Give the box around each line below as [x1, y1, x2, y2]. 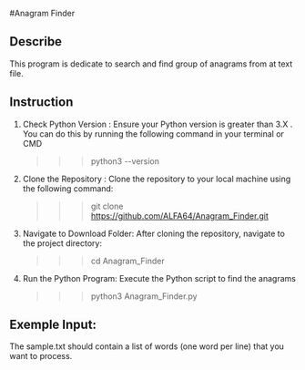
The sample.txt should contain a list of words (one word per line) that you [9, 341, 285, 352]
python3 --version [90, 155, 160, 167]
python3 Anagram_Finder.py [90, 291, 198, 302]
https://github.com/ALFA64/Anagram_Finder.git [90, 210, 269, 221]
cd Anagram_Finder [90, 255, 166, 266]
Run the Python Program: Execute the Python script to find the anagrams [22, 272, 296, 283]
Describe [9, 34, 62, 49]
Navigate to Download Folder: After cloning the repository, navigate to [22, 228, 285, 239]
